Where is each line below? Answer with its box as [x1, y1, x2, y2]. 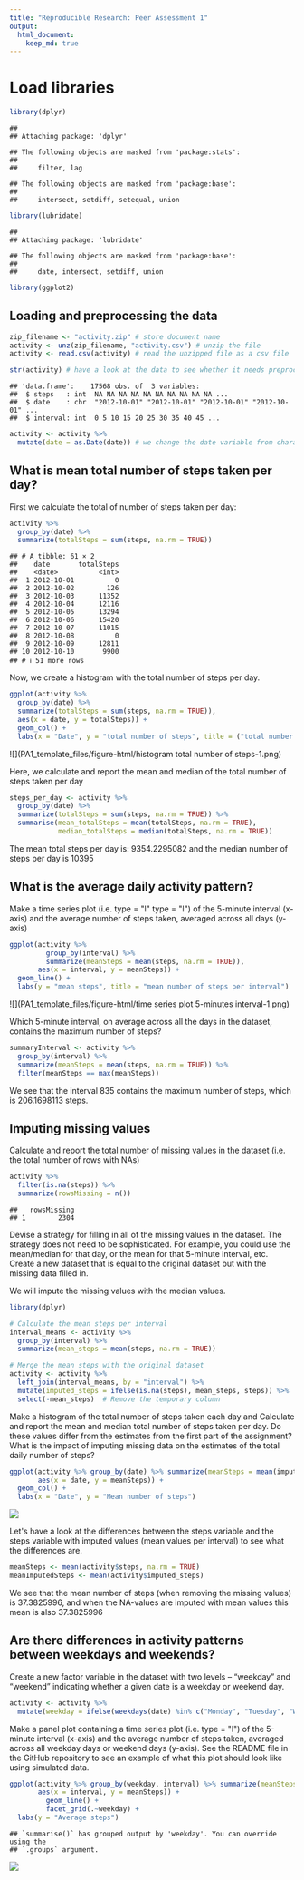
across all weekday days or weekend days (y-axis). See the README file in [9, 1742, 289, 1753]
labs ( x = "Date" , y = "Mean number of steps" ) [17, 1493, 196, 1502]
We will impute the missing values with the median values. [9, 1285, 226, 1296]
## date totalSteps [9, 560, 119, 570]
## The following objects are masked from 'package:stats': [9, 148, 242, 157]
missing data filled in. [9, 1267, 89, 1279]
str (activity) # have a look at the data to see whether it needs [9, 365, 265, 375]
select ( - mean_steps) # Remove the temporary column [17, 1394, 221, 1404]
